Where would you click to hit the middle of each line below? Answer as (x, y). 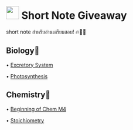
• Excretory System (30, 65)
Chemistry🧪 (28, 95)
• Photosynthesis (27, 76)
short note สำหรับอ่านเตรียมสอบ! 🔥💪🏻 (46, 32)
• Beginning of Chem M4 (36, 109)
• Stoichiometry (25, 120)
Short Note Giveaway (74, 16)
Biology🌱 (23, 51)
